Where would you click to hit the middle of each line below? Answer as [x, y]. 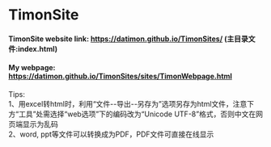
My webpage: [32, 68]
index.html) [38, 48]
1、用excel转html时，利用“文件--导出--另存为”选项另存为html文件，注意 [128, 103]
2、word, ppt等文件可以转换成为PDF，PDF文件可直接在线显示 [111, 134]
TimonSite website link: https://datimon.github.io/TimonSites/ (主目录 [128, 39]
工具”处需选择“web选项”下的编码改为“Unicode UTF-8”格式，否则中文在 [138, 114]
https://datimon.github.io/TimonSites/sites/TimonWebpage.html [121, 76]
